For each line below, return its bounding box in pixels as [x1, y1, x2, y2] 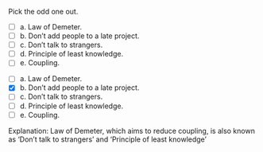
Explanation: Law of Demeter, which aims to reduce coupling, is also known [8, 126, 256, 135]
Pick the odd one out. [8, 7, 79, 16]
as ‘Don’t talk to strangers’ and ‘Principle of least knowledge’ [8, 134, 207, 144]
